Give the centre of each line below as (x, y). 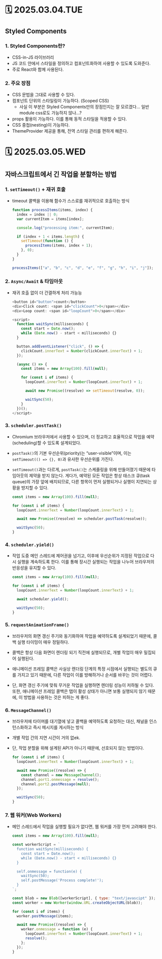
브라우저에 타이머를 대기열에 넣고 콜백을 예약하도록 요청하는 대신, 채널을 (80, 721)
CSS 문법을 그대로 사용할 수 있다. (43, 95)
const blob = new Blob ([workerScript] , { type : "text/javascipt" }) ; (84, 898)
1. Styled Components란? (35, 46)
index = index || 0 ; (37, 215)
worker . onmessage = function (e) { (57, 929)
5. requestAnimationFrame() (37, 625)
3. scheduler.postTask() (33, 426)
